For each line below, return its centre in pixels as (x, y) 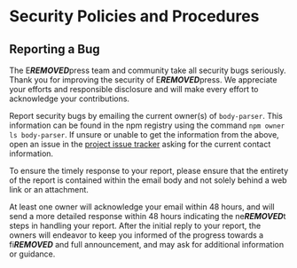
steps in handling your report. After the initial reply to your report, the (135, 225)
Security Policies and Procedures (134, 16)
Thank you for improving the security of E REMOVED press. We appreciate (143, 80)
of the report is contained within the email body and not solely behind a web (148, 180)
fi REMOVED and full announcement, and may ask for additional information (147, 244)
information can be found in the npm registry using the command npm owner (147, 125)
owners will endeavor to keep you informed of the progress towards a (137, 235)
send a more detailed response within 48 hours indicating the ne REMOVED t (148, 216)
